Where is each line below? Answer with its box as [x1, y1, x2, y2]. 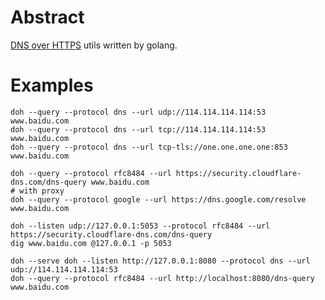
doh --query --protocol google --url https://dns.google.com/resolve [10, 194, 307, 205]
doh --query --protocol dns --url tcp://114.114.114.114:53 [10, 124, 267, 135]
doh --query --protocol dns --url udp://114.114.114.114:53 [10, 107, 267, 117]
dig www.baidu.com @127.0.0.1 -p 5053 [10, 238, 172, 248]
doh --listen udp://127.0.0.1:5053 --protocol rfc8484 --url [10, 221, 271, 231]
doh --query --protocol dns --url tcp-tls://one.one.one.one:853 [10, 142, 288, 152]
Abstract [10, 6, 85, 29]
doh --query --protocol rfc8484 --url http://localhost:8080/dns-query [10, 273, 315, 283]
